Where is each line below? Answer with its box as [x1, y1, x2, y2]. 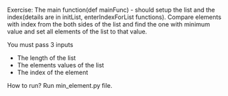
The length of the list [16, 54, 76, 62]
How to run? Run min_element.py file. [7, 82, 113, 89]
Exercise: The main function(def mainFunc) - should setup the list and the [7, 6, 216, 14]
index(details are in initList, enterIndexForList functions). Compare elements [7, 13, 222, 21]
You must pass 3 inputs [7, 41, 73, 48]
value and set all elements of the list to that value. [7, 27, 148, 35]
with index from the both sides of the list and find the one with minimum [7, 20, 211, 28]
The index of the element [16, 68, 89, 76]
